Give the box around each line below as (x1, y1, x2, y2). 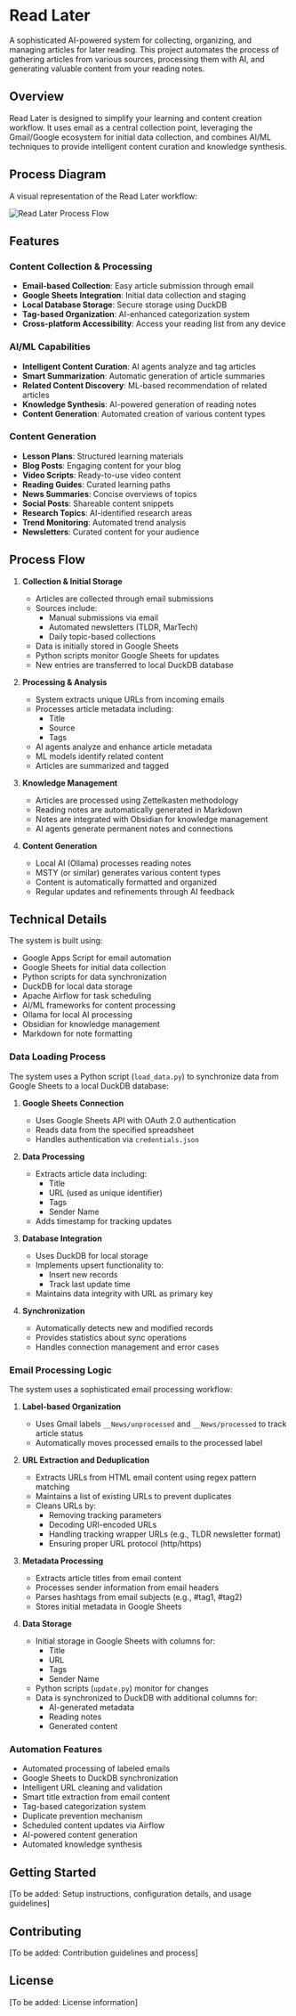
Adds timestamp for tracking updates (35, 1215, 172, 1226)
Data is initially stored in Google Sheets (35, 641, 180, 651)
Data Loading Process (9, 1050, 107, 1063)
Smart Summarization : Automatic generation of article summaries (21, 371, 266, 381)
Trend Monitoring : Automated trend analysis (21, 517, 187, 527)
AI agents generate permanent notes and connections (35, 823, 234, 834)
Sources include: (35, 602, 98, 613)
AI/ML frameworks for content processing (21, 1000, 176, 1011)
